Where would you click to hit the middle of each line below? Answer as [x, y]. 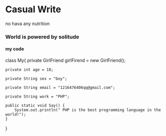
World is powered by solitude [42, 37]
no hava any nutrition [28, 24]
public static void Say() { [35, 106]
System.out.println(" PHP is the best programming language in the [88, 110]
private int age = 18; [29, 70]
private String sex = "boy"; [36, 79]
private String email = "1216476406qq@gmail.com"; [60, 88]
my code [15, 49]
